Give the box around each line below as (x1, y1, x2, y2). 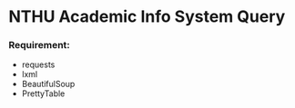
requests (21, 59, 56, 70)
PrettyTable (21, 88, 66, 99)
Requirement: (8, 39, 70, 52)
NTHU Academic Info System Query (8, 6, 286, 27)
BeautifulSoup (21, 79, 76, 90)
